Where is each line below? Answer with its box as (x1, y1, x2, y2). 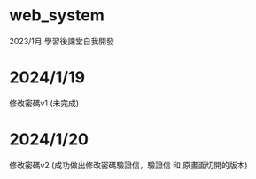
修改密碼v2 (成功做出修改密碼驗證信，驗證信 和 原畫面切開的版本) (9, 160, 248, 170)
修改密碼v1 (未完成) (9, 97, 80, 108)
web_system (9, 5, 105, 26)
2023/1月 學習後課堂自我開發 (9, 35, 115, 46)
